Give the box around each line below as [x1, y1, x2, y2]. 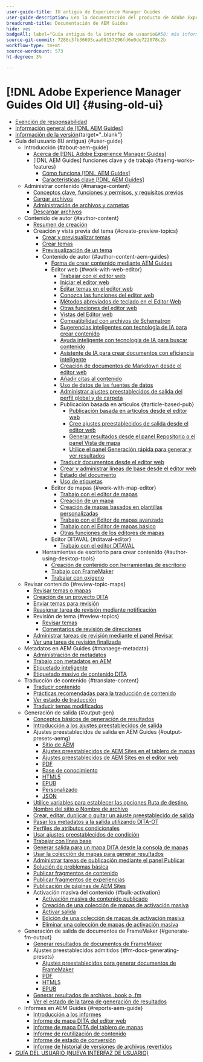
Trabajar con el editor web [60, 272, 126, 279]
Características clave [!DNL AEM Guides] [42, 176, 144, 183]
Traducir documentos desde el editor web [60, 458, 165, 465]
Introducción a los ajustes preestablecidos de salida [33, 722, 163, 729]
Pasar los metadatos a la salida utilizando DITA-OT [33, 818, 159, 825]
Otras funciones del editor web [60, 304, 137, 311]
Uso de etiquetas [60, 478, 103, 485]
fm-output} [24, 933, 53, 941]
